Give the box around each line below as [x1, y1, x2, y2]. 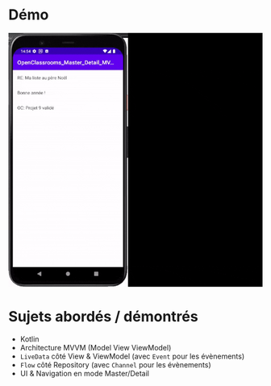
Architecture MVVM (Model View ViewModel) [19, 343, 172, 353]
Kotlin [19, 334, 40, 344]
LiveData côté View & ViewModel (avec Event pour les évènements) [19, 351, 245, 361]
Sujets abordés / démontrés [8, 308, 199, 326]
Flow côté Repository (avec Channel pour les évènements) [19, 360, 211, 370]
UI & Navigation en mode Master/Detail [19, 369, 149, 379]
